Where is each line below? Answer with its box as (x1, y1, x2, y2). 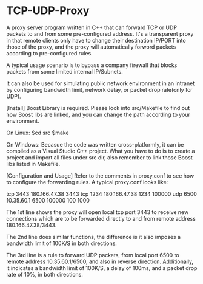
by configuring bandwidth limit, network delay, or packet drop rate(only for (6, 86, 193, 93)
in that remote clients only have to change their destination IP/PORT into (6, 36, 186, 44)
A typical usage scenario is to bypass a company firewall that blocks (6, 61, 178, 69)
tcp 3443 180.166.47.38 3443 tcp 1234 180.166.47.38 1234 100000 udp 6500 (6, 190, 197, 198)
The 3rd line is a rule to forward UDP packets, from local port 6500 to (6, 251, 180, 258)
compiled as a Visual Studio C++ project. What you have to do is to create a (6, 147, 195, 154)
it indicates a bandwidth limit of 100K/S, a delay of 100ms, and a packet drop (6, 264, 198, 271)
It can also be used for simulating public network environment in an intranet (6, 80, 195, 87)
